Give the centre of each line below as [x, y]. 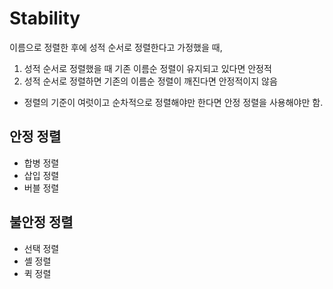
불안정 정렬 [41, 222]
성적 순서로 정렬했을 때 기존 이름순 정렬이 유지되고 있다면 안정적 [147, 68]
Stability [45, 18]
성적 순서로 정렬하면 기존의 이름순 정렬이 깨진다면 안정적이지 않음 [150, 81]
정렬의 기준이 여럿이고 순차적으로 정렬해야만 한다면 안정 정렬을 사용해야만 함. [173, 102]
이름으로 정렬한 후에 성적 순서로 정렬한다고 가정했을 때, [116, 47]
